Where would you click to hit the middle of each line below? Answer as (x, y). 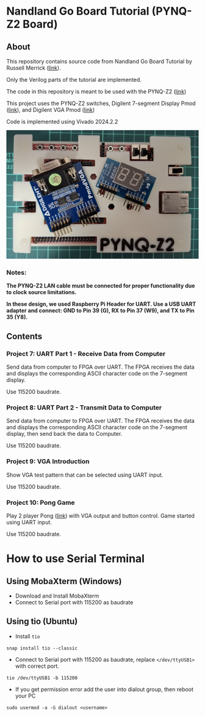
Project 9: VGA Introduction (48, 461)
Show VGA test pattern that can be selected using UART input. (85, 475)
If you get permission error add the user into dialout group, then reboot (104, 689)
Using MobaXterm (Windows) (64, 581)
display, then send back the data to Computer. (64, 434)
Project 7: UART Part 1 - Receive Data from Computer (86, 353)
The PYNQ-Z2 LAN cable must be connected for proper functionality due (101, 286)
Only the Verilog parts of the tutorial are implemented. (74, 80)
